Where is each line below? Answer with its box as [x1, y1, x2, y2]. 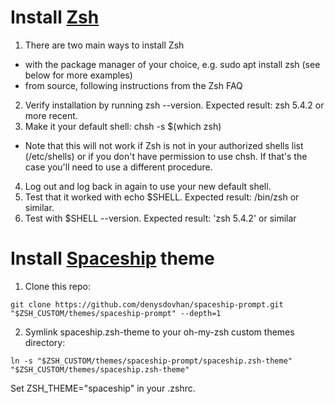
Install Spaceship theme [10, 247, 215, 270]
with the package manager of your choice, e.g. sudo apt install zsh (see [24, 58, 321, 70]
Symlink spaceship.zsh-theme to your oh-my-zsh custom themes [24, 326, 295, 338]
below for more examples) [24, 69, 133, 81]
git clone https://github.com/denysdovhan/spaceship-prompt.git [10, 299, 284, 310]
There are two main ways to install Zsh [24, 39, 185, 51]
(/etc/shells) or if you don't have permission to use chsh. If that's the [24, 150, 308, 162]
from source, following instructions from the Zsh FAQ [24, 79, 243, 91]
